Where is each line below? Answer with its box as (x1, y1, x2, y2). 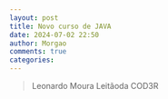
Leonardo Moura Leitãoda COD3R (31, 81, 159, 91)
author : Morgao (9, 38, 67, 48)
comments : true (9, 47, 67, 56)
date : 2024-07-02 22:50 (9, 30, 100, 39)
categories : (9, 55, 54, 64)
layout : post (9, 13, 59, 23)
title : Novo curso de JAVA (9, 22, 112, 31)
